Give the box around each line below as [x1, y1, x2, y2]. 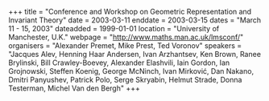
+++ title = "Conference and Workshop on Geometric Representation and [8, 7, 252, 16]
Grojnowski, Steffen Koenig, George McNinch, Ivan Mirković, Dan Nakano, [8, 67, 255, 75]
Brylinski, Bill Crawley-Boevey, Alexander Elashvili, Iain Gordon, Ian [8, 58, 230, 67]
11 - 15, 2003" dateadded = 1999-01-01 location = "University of [8, 24, 220, 33]
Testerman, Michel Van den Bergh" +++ [8, 83, 141, 93]
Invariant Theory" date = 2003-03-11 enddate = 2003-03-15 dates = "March [8, 15, 262, 25]
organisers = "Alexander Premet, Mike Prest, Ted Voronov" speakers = [8, 41, 242, 50]
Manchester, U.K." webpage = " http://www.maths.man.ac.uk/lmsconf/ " [8, 32, 244, 42]
